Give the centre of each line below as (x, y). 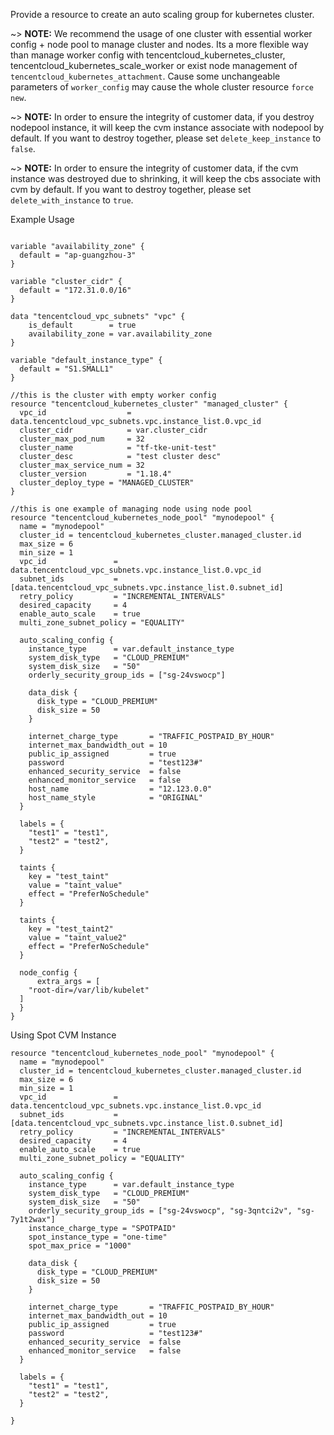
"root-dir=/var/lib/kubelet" (89, 990)
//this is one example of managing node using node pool (131, 509)
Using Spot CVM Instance (63, 1035)
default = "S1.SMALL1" (66, 369)
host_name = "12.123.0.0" (120, 789)
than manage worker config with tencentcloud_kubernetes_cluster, (148, 55)
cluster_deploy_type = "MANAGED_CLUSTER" (107, 483)
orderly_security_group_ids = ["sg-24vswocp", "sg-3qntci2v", (160, 1211)
